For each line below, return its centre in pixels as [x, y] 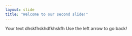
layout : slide [20, 10]
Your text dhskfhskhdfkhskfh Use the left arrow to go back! [66, 28]
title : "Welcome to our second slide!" [47, 14]
